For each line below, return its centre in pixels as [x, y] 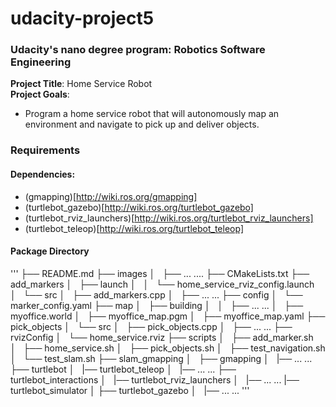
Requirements [45, 150]
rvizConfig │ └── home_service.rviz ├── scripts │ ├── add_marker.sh [162, 337]
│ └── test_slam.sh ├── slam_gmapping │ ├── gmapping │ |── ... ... [161, 358]
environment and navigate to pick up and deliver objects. [142, 124]
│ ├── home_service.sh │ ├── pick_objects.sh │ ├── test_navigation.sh [168, 348]
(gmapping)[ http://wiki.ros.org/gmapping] [111, 196]
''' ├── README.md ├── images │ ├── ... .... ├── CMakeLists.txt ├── [160, 273]
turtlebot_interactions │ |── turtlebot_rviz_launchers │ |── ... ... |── [155, 379]
